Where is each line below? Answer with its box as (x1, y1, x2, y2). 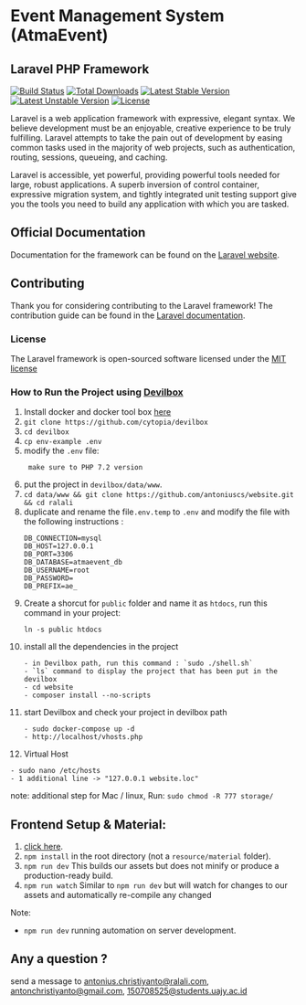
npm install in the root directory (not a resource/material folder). (23, 851, 272, 862)
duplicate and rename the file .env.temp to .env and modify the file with (23, 506, 290, 517)
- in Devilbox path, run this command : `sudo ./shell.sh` (23, 659, 254, 668)
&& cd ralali (23, 499, 74, 508)
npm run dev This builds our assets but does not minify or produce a (23, 861, 280, 872)
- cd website (23, 682, 74, 693)
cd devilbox (23, 428, 69, 437)
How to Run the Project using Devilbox (10, 386, 184, 398)
